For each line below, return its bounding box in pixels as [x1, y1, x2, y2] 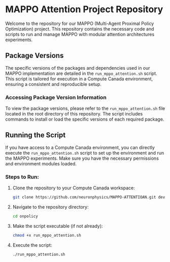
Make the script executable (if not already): [12, 223, 103, 229]
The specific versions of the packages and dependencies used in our [5, 65, 151, 71]
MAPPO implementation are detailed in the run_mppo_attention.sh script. [5, 70, 157, 76]
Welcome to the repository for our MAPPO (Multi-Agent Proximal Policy [5, 20, 154, 26]
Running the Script [5, 131, 66, 139]
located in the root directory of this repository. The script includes [5, 111, 143, 117]
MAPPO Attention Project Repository [5, 4, 163, 15]
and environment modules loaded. [5, 160, 77, 166]
